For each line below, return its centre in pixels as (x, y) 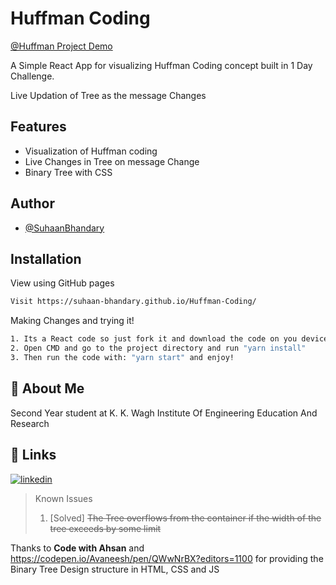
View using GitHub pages (62, 283)
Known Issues (63, 498)
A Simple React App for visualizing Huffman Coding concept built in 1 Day (161, 65)
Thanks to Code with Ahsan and (77, 548)
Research (30, 423)
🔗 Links (33, 455)
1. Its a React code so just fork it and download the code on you (154, 339)
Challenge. (32, 76)
